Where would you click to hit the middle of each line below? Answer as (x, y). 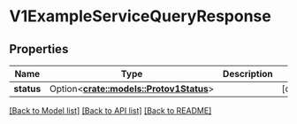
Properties (39, 49)
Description (248, 74)
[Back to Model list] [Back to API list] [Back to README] (110, 111)
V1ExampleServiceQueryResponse (140, 16)
